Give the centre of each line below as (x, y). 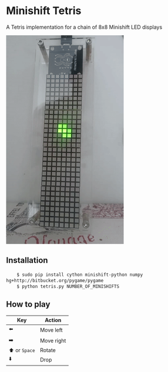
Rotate (48, 350)
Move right (53, 341)
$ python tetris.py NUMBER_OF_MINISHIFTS (68, 286)
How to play (28, 304)
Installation (27, 260)
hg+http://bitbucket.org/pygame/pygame (55, 280)
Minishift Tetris (44, 11)
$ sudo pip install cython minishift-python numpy (80, 275)
